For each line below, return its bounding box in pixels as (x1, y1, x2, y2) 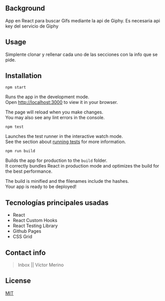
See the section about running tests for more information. (5, 139, 126, 145)
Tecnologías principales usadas (5, 198, 109, 207)
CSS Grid (12, 234, 32, 240)
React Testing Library (12, 223, 58, 229)
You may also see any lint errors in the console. (5, 115, 105, 121)
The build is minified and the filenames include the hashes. (5, 178, 129, 184)
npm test (5, 124, 24, 129)
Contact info (5, 248, 46, 257)
